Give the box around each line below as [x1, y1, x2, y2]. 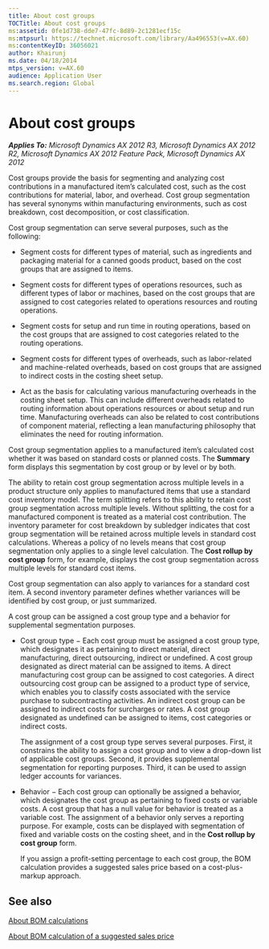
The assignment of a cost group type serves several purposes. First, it [19, 737, 253, 747]
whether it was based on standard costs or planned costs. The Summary [8, 454, 251, 463]
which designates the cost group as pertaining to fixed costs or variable [19, 795, 259, 806]
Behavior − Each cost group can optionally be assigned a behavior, [19, 787, 242, 797]
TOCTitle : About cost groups [8, 19, 106, 27]
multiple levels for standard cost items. [8, 563, 137, 573]
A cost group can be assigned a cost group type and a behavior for [8, 611, 230, 621]
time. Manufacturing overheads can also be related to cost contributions [19, 412, 259, 422]
